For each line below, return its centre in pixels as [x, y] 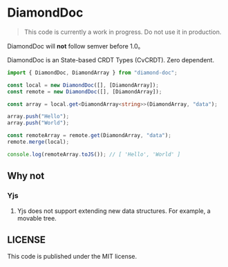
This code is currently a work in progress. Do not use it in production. [123, 32]
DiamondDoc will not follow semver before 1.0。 [76, 46]
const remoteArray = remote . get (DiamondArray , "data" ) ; [89, 136]
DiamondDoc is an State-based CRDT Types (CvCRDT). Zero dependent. [111, 59]
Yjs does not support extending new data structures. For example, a [114, 211]
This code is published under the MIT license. [72, 257]
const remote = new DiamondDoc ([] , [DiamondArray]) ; [85, 91]
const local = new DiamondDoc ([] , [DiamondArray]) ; [83, 85]
